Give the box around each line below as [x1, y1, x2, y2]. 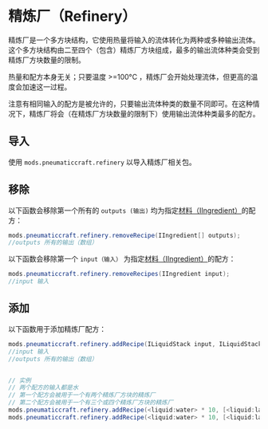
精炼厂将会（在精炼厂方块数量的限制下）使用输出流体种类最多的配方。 [29, 108, 260, 118]
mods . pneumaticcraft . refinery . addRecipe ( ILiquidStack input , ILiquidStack [8, 340, 262, 348]
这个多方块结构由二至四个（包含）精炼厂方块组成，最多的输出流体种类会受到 [8, 45, 260, 54]
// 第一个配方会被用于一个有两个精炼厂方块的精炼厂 [8, 392, 156, 399]
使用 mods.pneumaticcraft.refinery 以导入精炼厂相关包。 [8, 157, 197, 167]
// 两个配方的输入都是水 [8, 384, 79, 392]
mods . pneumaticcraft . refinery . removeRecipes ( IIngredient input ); [8, 270, 230, 278]
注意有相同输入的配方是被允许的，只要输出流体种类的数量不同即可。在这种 [8, 99, 253, 108]
